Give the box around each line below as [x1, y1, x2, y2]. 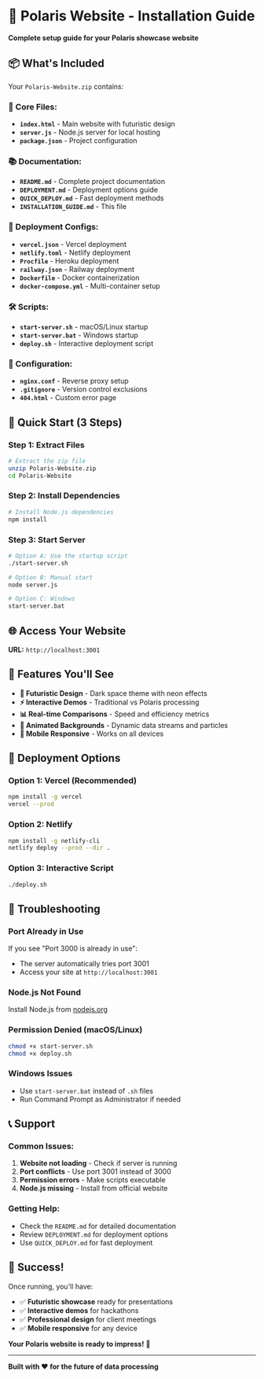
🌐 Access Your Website [8, 624, 126, 638]
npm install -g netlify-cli [8, 837, 101, 844]
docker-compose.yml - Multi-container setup [19, 281, 161, 290]
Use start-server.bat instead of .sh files [19, 1086, 153, 1095]
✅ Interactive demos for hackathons [19, 1305, 139, 1315]
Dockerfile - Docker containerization [19, 273, 140, 282]
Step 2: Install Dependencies [8, 491, 120, 502]
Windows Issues [8, 1068, 73, 1079]
